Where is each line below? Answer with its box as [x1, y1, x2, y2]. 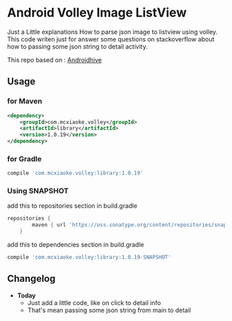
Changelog [7, 273, 56, 284]
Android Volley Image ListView [7, 5, 187, 21]
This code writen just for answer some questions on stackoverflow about [7, 35, 215, 43]
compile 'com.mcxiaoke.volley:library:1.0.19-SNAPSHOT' [7, 254, 171, 261]
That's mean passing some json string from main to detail [27, 306, 191, 314]
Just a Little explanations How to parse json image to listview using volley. [7, 28, 218, 36]
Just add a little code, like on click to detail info [27, 298, 161, 307]
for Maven [7, 97, 43, 106]
